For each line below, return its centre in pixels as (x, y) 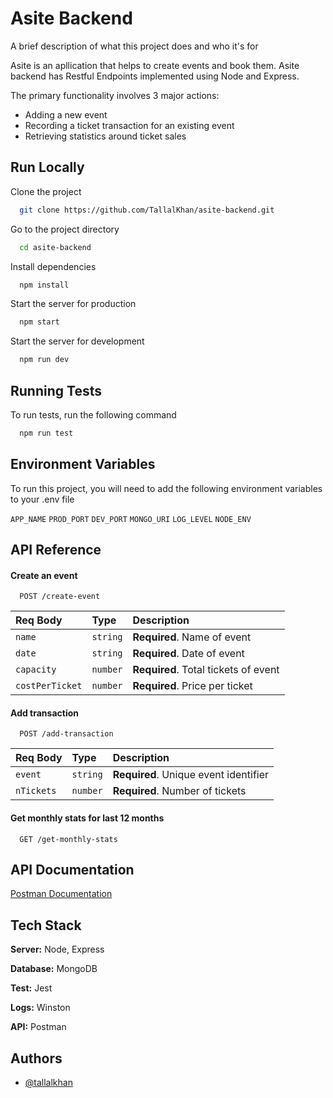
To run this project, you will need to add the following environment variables (166, 488)
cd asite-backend (55, 247)
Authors (36, 1058)
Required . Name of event (192, 637)
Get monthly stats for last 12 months (87, 818)
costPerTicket (49, 686)
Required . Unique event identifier (191, 775)
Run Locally (47, 167)
